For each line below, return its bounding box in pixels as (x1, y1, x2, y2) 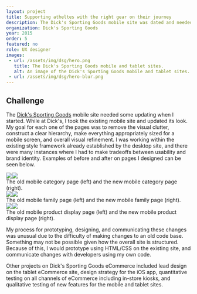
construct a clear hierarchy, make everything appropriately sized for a (6, 129, 175, 136)
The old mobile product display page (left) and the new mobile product (6, 208, 177, 216)
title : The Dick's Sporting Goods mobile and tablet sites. (13, 63, 164, 69)
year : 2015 (6, 30, 33, 36)
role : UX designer (6, 47, 51, 53)
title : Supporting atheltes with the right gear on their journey (6, 14, 172, 20)
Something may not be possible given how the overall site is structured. (6, 238, 179, 245)
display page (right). (6, 214, 55, 221)
